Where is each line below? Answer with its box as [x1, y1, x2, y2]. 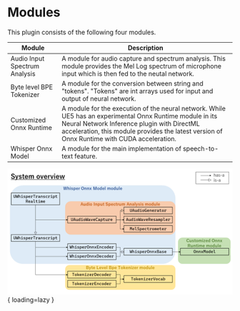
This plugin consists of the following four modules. [7, 28, 156, 36]
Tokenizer [10, 91, 40, 99]
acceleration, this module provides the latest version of [61, 127, 223, 136]
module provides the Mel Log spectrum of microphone [61, 61, 221, 70]
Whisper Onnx [10, 144, 53, 153]
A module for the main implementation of [61, 144, 182, 153]
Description [127, 44, 164, 52]
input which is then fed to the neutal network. [61, 69, 194, 78]
